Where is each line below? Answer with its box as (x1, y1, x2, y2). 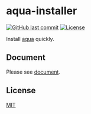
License (6, 85, 36, 96)
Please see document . (6, 68, 61, 75)
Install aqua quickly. (6, 35, 54, 42)
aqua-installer (6, 4, 77, 18)
